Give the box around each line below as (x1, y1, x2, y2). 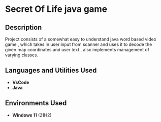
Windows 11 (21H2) (12, 112, 52, 118)
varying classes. (5, 52, 38, 58)
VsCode (12, 79, 30, 85)
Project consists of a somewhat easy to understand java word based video (5, 36, 157, 42)
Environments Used (5, 99, 67, 107)
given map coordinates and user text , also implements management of (5, 47, 149, 52)
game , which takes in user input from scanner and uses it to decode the (5, 41, 152, 47)
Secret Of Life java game (5, 3, 107, 15)
